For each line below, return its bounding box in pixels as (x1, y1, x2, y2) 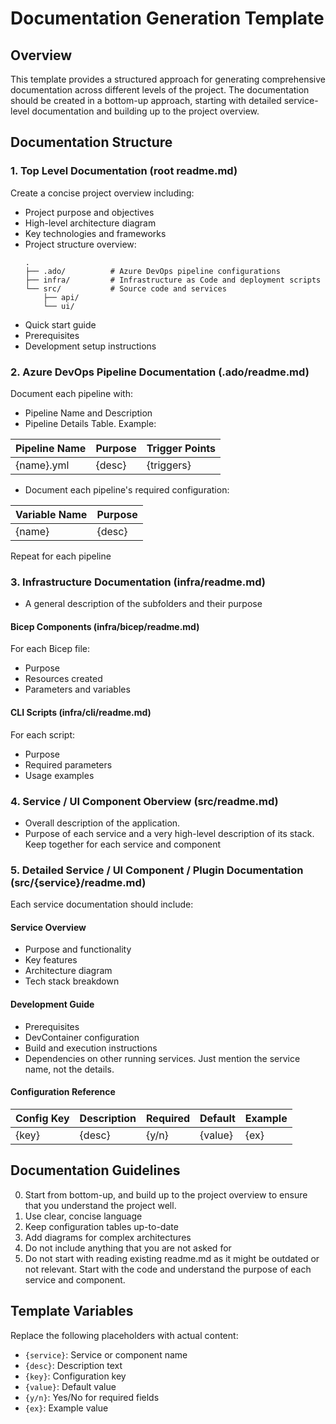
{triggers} (146, 458, 192, 472)
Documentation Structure (10, 134, 173, 151)
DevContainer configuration (24, 1031, 140, 1043)
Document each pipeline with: (10, 387, 133, 399)
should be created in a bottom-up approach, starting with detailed (10, 95, 282, 106)
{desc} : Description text (24, 1359, 123, 1371)
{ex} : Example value (24, 1402, 109, 1414)
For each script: (10, 728, 76, 741)
